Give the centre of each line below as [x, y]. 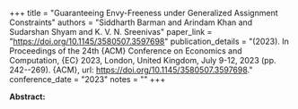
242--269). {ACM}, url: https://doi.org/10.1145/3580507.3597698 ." [131, 70]
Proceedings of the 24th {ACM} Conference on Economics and [126, 51]
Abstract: [27, 96]
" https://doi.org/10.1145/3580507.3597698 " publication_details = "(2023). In [149, 41]
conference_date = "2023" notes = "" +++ [88, 79]
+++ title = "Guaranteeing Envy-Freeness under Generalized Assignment [144, 13]
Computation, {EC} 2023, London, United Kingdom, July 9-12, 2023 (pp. [143, 60]
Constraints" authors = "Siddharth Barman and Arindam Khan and [131, 22]
